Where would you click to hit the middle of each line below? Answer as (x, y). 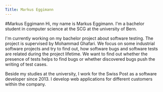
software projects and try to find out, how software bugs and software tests (81, 48)
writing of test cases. (27, 64)
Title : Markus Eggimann (29, 10)
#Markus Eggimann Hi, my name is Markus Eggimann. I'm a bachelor (75, 23)
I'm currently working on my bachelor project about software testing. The (79, 38)
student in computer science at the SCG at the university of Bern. (71, 29)
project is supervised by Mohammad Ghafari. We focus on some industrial (80, 43)
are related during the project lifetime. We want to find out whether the (76, 54)
